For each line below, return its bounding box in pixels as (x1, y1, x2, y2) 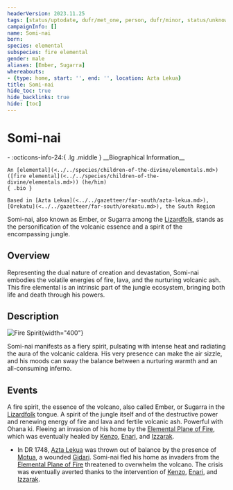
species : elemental (7, 42, 64, 49)
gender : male (7, 55, 45, 62)
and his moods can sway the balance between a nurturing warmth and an (7, 357, 218, 365)
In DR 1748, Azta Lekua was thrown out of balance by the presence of (17, 446, 217, 454)
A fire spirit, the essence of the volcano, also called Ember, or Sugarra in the (7, 403, 225, 411)
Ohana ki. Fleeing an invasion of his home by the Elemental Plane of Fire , (7, 425, 215, 433)
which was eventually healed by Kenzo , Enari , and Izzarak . (7, 432, 175, 441)
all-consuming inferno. (7, 365, 72, 373)
